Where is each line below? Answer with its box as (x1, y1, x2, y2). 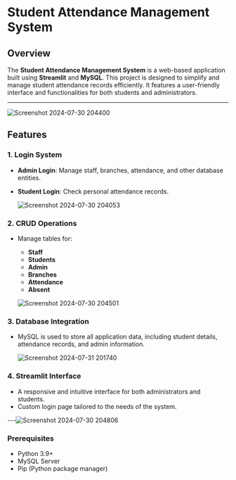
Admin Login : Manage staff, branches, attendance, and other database (17, 166, 223, 175)
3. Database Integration (7, 316, 89, 326)
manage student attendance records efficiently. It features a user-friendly (7, 81, 220, 89)
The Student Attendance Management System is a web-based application (7, 66, 226, 74)
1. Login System (7, 150, 63, 160)
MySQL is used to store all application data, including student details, (17, 332, 218, 341)
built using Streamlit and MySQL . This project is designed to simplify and (7, 73, 220, 82)
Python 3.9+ (17, 449, 54, 457)
